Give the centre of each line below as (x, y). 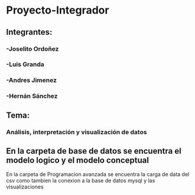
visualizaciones (25, 187)
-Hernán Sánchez (32, 96)
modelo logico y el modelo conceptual (78, 160)
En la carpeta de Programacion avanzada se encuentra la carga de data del (98, 174)
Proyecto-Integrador (58, 10)
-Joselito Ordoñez (32, 49)
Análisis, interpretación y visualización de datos (77, 132)
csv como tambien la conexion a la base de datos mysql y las (81, 181)
